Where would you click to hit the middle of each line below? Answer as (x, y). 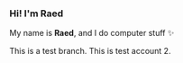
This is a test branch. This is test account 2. (90, 51)
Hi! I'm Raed (37, 13)
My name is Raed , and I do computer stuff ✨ (92, 33)
